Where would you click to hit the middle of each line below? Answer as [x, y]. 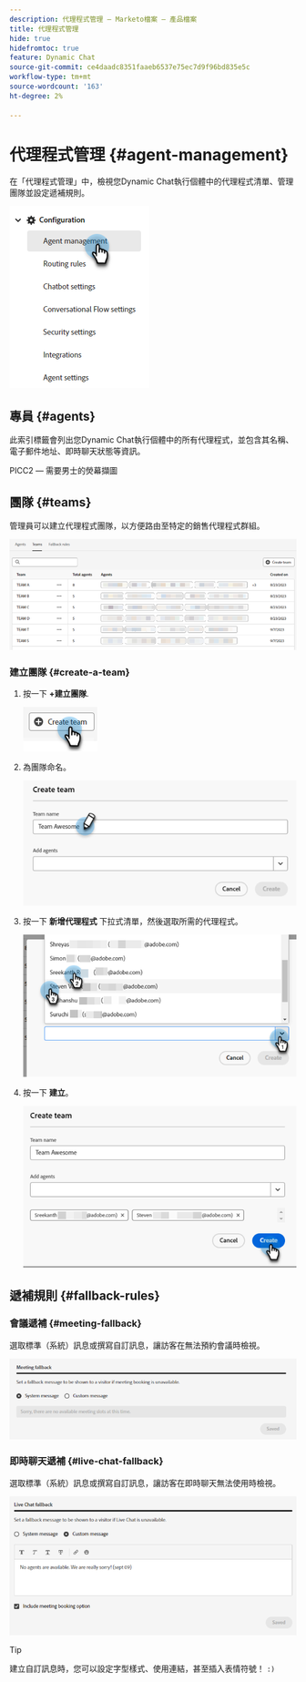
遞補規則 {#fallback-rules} [85, 1295]
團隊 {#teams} [51, 502]
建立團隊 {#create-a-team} [70, 672]
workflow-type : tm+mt [51, 77]
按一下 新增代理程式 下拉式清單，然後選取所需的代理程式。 [133, 922]
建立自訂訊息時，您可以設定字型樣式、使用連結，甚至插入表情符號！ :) [143, 1668]
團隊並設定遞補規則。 [49, 193]
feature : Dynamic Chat [52, 58]
